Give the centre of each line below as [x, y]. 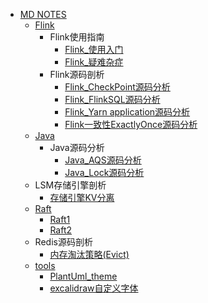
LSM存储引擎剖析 [70, 185]
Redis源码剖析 [63, 242]
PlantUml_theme [83, 276]
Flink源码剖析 [77, 74]
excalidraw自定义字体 [94, 288]
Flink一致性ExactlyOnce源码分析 [131, 124]
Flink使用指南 [77, 37]
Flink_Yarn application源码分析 [127, 112]
